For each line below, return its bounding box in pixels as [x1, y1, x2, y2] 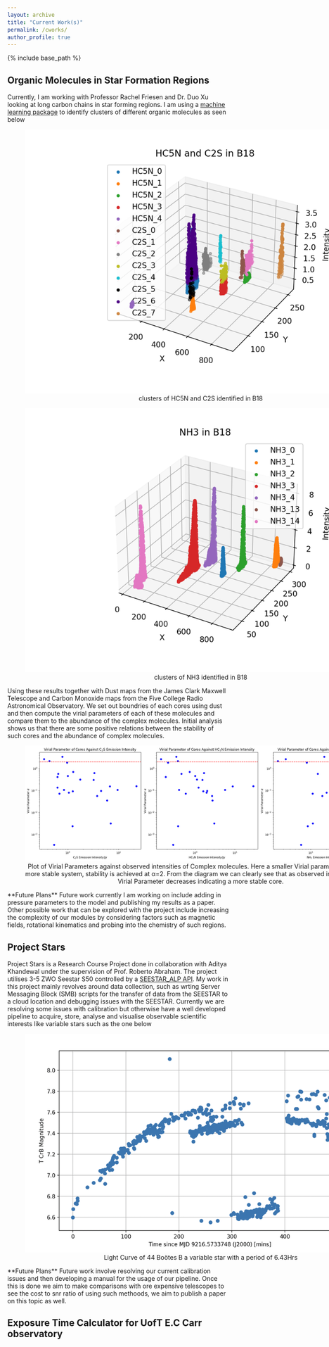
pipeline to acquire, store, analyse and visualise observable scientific [7, 1012, 207, 1020]
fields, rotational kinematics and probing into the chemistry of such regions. [7, 921, 226, 929]
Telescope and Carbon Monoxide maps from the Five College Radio [7, 694, 204, 703]
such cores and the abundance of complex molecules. [7, 732, 165, 740]
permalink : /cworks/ [7, 26, 68, 33]
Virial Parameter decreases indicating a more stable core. [117, 877, 284, 886]
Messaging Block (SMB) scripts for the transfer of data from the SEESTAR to [7, 989, 228, 999]
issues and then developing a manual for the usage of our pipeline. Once [7, 1275, 218, 1283]
